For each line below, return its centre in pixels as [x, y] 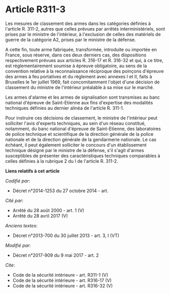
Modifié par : [18, 245]
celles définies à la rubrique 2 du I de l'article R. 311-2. [62, 161]
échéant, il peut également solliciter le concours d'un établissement [76, 145]
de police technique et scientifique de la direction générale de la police [79, 134]
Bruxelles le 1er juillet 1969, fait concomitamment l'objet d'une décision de [82, 82]
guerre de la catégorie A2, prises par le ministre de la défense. [71, 40]
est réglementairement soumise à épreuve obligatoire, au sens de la [76, 66]
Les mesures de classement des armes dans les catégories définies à [78, 23]
